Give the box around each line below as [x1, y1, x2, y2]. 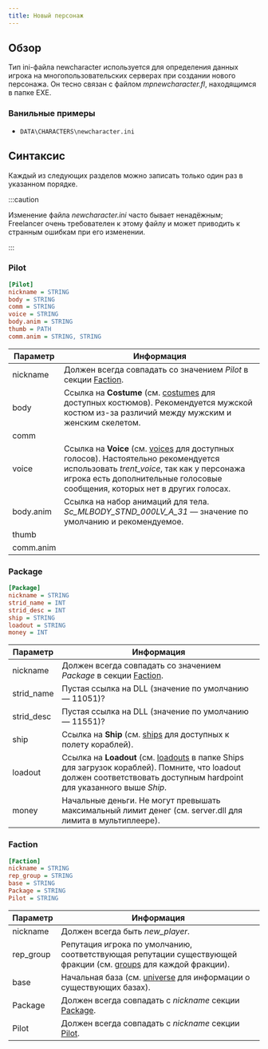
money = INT [8, 628, 48, 636]
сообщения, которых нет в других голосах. [63, 483, 231, 494]
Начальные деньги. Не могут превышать [61, 795, 221, 806]
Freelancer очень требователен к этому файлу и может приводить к [8, 218, 241, 228]
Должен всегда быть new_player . [61, 925, 190, 936]
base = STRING [8, 879, 56, 887]
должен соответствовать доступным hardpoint [61, 772, 244, 784]
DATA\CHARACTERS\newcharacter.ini [19, 127, 135, 136]
